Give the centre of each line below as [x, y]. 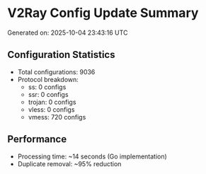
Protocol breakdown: [48, 79]
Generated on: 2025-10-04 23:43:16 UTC [68, 33]
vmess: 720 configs [57, 117]
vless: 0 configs [51, 109]
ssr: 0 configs [48, 94]
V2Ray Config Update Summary [103, 13]
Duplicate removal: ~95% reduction [69, 163]
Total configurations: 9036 [56, 71]
